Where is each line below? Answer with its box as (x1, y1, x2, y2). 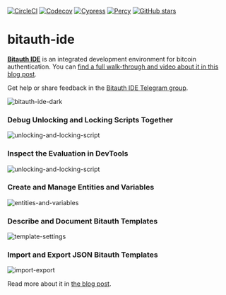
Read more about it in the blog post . (7, 279, 112, 288)
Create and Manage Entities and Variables (7, 183, 155, 192)
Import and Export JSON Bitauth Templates (7, 250, 158, 260)
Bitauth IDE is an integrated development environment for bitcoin (7, 54, 196, 63)
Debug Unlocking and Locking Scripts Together (7, 115, 174, 125)
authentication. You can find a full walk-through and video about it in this (7, 62, 219, 71)
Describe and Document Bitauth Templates (7, 216, 158, 226)
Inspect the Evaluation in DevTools (7, 149, 129, 158)
